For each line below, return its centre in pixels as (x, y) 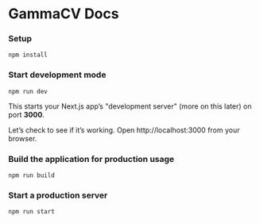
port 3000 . (27, 114)
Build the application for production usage (91, 159)
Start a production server (58, 195)
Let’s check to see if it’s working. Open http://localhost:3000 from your (124, 130)
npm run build (32, 175)
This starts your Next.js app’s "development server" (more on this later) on (130, 106)
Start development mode (57, 75)
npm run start (32, 212)
